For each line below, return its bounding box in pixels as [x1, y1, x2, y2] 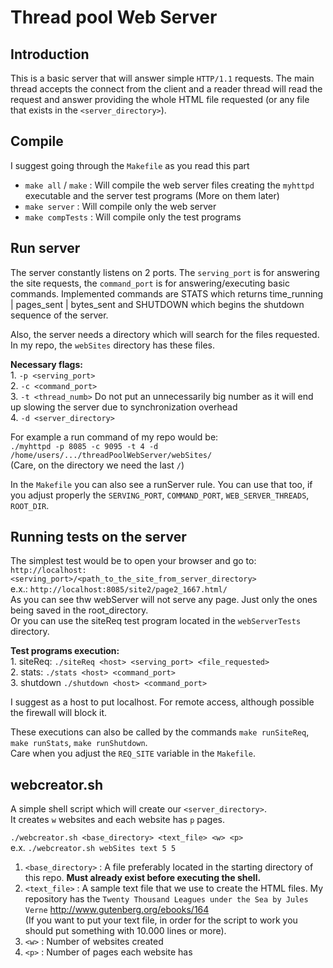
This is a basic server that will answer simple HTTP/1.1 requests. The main [10, 72, 315, 84]
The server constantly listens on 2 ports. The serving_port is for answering [10, 266, 320, 278]
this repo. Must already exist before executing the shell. [24, 872, 262, 884]
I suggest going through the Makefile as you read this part [10, 159, 250, 171]
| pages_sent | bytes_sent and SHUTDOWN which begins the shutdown [10, 298, 305, 310]
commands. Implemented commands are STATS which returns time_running [10, 287, 324, 300]
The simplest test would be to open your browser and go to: [10, 555, 257, 567]
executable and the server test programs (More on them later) [24, 189, 280, 201]
